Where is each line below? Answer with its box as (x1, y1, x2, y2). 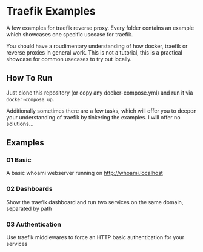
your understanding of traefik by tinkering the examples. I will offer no (6, 113, 181, 121)
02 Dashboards (6, 185, 53, 193)
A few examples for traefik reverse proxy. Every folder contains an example (6, 24, 195, 31)
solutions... (6, 120, 34, 127)
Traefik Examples (6, 4, 96, 18)
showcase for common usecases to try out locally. (6, 55, 132, 62)
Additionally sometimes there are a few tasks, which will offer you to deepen (6, 107, 197, 114)
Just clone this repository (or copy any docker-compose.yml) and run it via (6, 89, 193, 96)
